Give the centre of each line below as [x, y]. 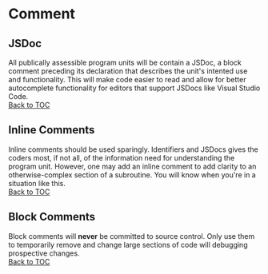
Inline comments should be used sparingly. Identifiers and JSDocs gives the [133, 149]
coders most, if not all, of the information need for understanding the [122, 157]
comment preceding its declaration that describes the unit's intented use [128, 71]
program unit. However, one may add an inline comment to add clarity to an [132, 166]
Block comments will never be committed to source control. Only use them [132, 236]
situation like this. [37, 183]
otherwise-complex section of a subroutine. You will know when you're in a [132, 175]
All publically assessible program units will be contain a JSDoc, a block [125, 62]
